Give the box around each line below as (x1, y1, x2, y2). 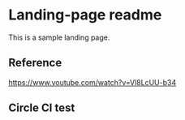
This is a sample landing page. (8, 32, 110, 42)
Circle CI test (8, 101, 75, 115)
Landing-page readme (8, 6, 162, 24)
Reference (8, 56, 62, 70)
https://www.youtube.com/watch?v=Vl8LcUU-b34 (8, 77, 177, 87)
